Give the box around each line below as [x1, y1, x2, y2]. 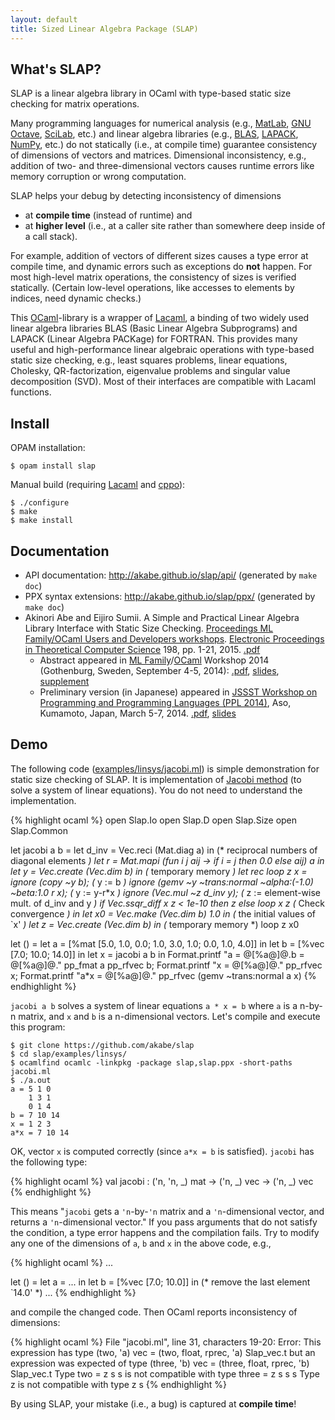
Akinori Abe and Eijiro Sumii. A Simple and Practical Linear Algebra [24, 611, 300, 623]
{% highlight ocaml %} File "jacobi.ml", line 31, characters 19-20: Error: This [10, 1336, 322, 1348]
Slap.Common [10, 824, 69, 836]
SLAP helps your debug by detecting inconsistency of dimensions [10, 190, 282, 202]
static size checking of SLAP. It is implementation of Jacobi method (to [10, 773, 302, 785]
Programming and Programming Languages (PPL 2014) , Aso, [39, 696, 292, 708]
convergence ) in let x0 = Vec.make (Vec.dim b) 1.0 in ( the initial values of [10, 907, 317, 920]
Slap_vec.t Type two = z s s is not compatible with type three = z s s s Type [10, 1367, 320, 1380]
